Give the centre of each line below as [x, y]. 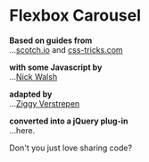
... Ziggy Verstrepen [45, 103]
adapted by [31, 94]
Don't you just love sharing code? [70, 148]
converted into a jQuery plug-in [69, 121]
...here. [22, 130]
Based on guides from [51, 40]
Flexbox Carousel [75, 16]
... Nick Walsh [33, 76]
